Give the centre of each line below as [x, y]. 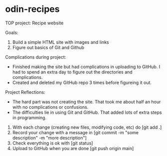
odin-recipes [32, 9]
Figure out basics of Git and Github [48, 47]
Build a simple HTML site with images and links [61, 42]
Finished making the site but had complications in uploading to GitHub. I [86, 67]
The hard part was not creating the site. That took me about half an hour [86, 102]
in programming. [29, 117]
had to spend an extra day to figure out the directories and [73, 72]
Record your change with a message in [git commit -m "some [75, 132]
